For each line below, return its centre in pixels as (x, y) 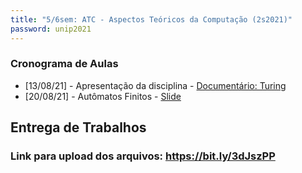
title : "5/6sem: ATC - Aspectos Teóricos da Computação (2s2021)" (151, 19)
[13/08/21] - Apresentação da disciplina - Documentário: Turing (155, 85)
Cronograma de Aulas (64, 64)
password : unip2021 (51, 29)
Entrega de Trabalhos (78, 127)
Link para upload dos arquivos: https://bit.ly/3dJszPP (143, 156)
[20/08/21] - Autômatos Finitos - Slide (103, 96)
